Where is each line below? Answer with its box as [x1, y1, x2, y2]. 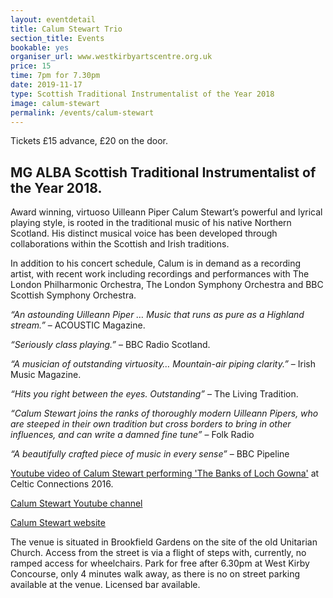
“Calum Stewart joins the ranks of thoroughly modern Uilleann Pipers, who [10, 407, 319, 420]
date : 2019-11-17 [10, 80, 83, 90]
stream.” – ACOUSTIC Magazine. [10, 319, 146, 331]
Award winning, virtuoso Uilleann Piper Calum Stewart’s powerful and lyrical [10, 206, 323, 218]
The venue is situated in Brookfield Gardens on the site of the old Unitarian [10, 536, 318, 548]
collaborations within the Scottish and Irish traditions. [10, 238, 230, 250]
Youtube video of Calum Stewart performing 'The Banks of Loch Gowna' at [10, 467, 320, 480]
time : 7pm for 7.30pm [10, 71, 101, 81]
